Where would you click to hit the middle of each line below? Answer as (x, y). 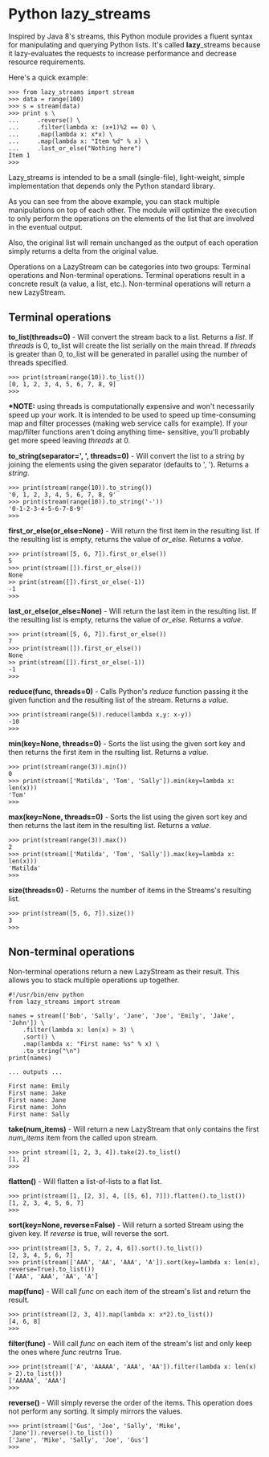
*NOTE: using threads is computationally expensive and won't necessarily (132, 406)
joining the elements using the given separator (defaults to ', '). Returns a (128, 464)
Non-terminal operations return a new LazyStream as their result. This (124, 971)
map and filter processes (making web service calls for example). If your (128, 423)
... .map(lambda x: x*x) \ (61, 134)
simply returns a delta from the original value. (84, 251)
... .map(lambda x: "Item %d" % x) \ (79, 141)
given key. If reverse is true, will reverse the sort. (89, 1233)
